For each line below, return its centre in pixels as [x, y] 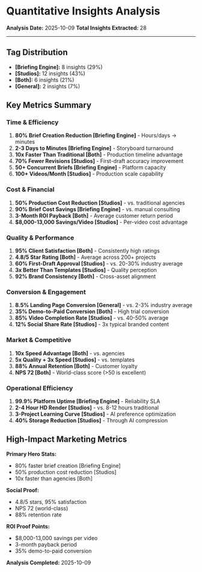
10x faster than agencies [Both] [54, 478]
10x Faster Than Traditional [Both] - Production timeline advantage [99, 154]
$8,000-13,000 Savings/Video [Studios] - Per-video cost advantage [101, 222]
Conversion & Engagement [46, 292]
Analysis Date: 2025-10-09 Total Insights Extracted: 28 [76, 28]
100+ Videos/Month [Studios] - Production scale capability [89, 174]
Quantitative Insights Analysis [83, 11]
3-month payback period [46, 544]
